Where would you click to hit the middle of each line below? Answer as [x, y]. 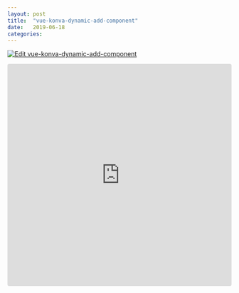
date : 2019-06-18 [36, 27]
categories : [25, 34]
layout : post [27, 14]
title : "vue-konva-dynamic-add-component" [73, 21]
